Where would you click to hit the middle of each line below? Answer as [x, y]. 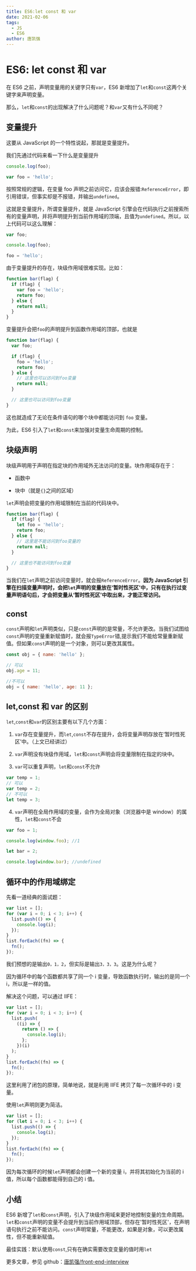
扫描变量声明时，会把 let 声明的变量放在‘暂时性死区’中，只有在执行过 [99, 588]
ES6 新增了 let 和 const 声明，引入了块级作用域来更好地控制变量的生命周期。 [97, 1215]
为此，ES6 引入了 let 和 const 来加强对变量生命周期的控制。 [76, 429]
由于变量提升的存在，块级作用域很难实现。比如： [65, 268]
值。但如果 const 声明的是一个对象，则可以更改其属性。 [72, 643]
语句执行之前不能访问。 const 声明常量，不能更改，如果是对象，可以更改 [92, 1229]
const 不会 [50, 819]
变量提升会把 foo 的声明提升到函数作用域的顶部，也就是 [72, 329]
